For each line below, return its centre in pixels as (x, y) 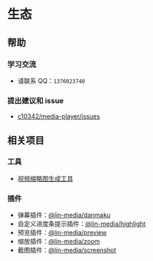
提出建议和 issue (36, 100)
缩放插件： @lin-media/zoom (59, 241)
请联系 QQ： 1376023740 (51, 81)
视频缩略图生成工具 (45, 178)
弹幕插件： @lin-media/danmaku (64, 215)
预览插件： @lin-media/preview (62, 233)
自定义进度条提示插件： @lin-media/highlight (81, 224)
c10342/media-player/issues (59, 116)
